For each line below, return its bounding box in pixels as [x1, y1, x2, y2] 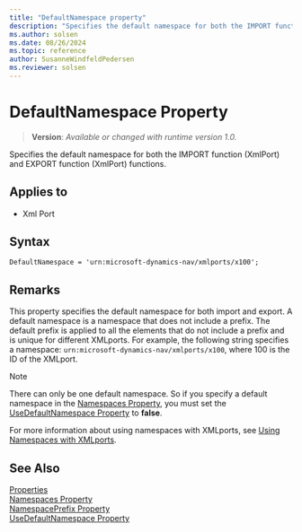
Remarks [9, 282, 61, 297]
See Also [9, 460, 60, 475]
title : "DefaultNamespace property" [9, 13, 147, 22]
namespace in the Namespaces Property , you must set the [9, 398, 226, 409]
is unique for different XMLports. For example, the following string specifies [9, 335, 289, 345]
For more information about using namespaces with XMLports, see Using [9, 425, 280, 436]
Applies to [9, 185, 68, 200]
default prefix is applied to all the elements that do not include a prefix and [9, 325, 285, 336]
